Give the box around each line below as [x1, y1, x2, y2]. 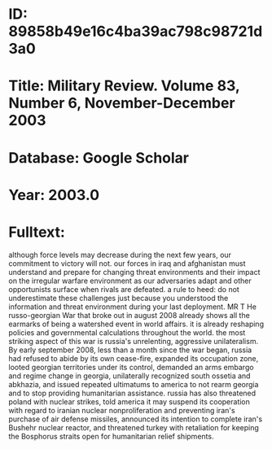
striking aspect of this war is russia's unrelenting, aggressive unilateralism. [8, 336, 259, 346]
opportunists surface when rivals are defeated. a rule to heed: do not [8, 284, 240, 294]
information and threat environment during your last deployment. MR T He [8, 302, 257, 312]
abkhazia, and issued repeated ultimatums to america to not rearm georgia [8, 379, 259, 389]
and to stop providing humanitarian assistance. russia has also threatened [8, 388, 257, 398]
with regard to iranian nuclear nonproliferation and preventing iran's [8, 405, 235, 415]
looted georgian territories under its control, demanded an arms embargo [8, 362, 254, 372]
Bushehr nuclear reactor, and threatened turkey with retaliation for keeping [8, 422, 259, 432]
